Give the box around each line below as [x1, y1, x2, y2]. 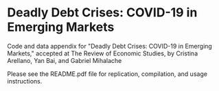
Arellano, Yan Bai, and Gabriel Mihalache [7, 56, 122, 64]
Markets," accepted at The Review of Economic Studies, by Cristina [7, 49, 198, 57]
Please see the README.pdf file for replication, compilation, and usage [7, 70, 208, 78]
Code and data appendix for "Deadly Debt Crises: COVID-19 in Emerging [7, 42, 213, 50]
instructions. [7, 77, 43, 85]
